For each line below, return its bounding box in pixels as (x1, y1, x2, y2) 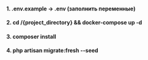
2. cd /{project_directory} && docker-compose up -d (6, 19, 142, 26)
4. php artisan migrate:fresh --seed (6, 47, 98, 54)
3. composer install (6, 32, 56, 40)
